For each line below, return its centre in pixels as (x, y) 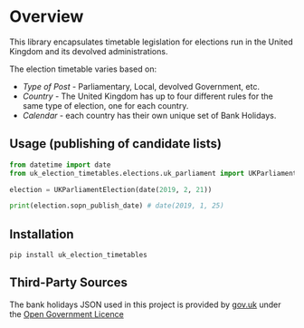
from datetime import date (60, 165)
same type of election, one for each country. (105, 105)
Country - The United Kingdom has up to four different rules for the (147, 96)
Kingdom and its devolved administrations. (89, 51)
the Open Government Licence (66, 314)
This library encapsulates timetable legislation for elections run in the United (152, 42)
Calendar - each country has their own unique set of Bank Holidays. (149, 115)
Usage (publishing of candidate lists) (115, 144)
